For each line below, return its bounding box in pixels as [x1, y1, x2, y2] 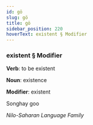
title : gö [6, 20, 31, 26]
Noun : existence [6, 77, 47, 84]
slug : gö [6, 14, 28, 21]
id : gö [6, 8, 23, 15]
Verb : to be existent [6, 65, 55, 72]
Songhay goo [6, 100, 40, 107]
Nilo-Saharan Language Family [6, 112, 84, 119]
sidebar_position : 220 [6, 25, 63, 32]
